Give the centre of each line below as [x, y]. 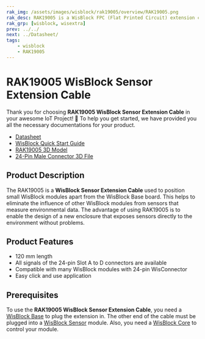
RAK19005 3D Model [41, 150]
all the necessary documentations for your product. [71, 125]
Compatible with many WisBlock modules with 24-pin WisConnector [101, 269]
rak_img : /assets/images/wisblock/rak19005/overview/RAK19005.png [92, 12]
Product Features [40, 242]
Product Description [45, 176]
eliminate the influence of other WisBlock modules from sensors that [92, 203]
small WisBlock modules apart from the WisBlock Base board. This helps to [101, 197]
